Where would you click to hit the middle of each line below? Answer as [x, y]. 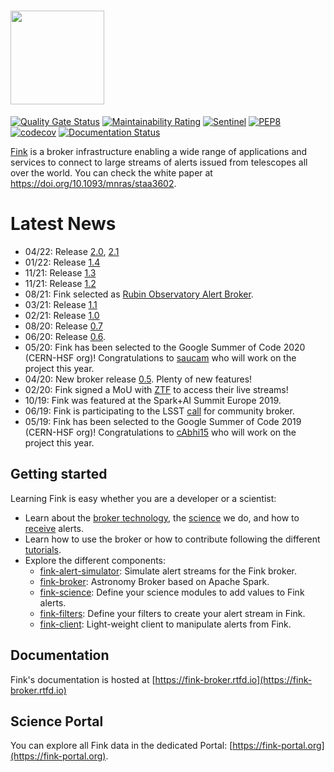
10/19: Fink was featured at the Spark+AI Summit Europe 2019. [153, 400]
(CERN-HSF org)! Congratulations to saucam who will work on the [160, 357]
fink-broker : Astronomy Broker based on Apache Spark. [154, 581]
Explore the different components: [95, 560]
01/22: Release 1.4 [62, 262]
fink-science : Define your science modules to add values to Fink [172, 592]
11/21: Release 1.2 [60, 283]
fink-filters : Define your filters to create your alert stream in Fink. [172, 613]
